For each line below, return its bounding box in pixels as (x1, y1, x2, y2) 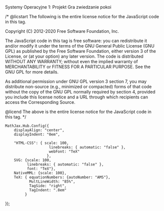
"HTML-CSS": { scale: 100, (14, 141, 69, 145)
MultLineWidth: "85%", (29, 179, 76, 184)
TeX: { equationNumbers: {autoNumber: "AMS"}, (14, 175, 111, 180)
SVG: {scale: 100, (14, 158, 51, 163)
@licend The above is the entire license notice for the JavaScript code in (5, 109, 152, 115)
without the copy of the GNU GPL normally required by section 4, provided (5, 89, 156, 94)
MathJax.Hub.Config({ (5, 123, 49, 128)
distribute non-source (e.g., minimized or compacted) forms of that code (5, 84, 152, 90)
